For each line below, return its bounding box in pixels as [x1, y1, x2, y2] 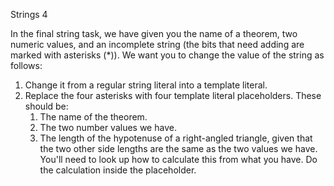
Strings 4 [10, 9, 48, 20]
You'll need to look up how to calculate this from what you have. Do [39, 154, 318, 165]
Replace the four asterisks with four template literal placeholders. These [24, 90, 322, 101]
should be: [24, 100, 69, 112]
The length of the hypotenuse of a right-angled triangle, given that [39, 132, 313, 144]
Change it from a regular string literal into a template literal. [24, 79, 268, 91]
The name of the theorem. [39, 111, 148, 123]
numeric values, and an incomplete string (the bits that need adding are [10, 39, 305, 50]
